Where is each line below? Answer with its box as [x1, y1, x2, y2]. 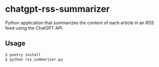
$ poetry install [5, 52, 41, 57]
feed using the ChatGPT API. [5, 25, 64, 31]
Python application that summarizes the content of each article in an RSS [5, 20, 155, 26]
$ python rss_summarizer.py [5, 57, 63, 62]
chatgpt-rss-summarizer [5, 3, 110, 15]
